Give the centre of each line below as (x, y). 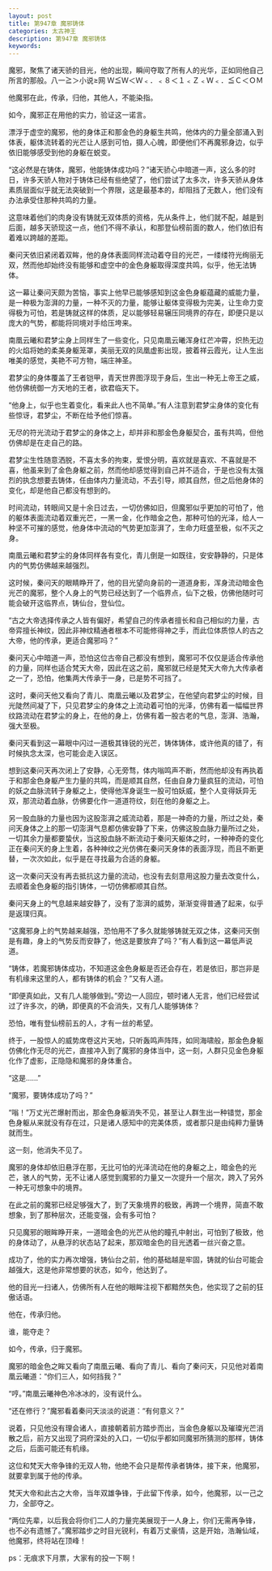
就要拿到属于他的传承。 (47, 1476)
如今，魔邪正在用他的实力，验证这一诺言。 (79, 115)
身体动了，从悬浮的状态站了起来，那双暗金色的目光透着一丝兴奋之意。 (132, 1242)
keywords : (25, 46)
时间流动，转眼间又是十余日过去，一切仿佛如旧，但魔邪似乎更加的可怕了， (132, 507)
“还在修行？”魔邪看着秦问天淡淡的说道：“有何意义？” (96, 1411)
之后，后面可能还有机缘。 (51, 1448)
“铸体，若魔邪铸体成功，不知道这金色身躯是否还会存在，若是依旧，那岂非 (131, 969)
